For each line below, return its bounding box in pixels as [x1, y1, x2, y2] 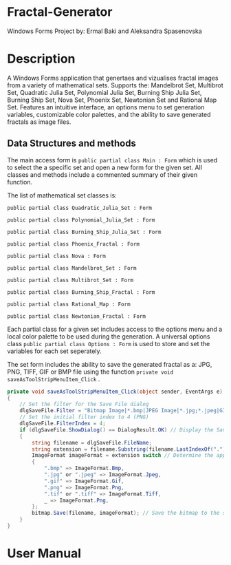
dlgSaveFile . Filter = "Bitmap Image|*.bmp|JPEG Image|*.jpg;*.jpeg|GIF [19, 407, 229, 414]
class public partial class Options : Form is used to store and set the [7, 339, 210, 348]
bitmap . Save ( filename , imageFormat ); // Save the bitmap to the [32, 510, 220, 517]
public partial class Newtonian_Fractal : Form [7, 312, 146, 320]
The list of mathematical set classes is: [7, 191, 117, 200]
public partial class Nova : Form [7, 253, 107, 259]
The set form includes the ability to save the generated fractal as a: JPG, [7, 360, 212, 368]
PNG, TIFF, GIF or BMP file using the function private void [7, 367, 174, 376]
